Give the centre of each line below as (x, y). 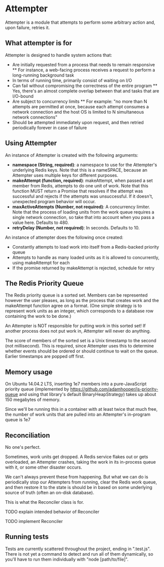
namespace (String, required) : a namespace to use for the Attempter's (85, 165)
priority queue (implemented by (37, 389)
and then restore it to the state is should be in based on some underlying (79, 487)
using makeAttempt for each (41, 262)
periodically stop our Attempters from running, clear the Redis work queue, (81, 482)
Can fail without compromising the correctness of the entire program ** (85, 86)
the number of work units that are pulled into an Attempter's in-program (78, 414)
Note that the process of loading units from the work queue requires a (83, 212)
